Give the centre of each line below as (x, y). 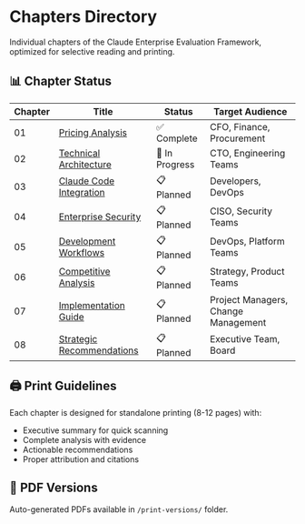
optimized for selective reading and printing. (92, 51)
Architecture (85, 164)
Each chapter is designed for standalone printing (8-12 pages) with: (136, 412)
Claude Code (87, 181)
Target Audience (250, 111)
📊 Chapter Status (60, 81)
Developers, (236, 181)
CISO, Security (241, 211)
